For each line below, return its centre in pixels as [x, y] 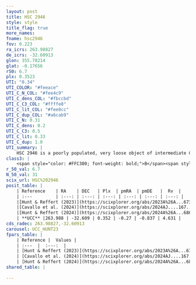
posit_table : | [24, 186]
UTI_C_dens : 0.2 [26, 126]
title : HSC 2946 [26, 17]
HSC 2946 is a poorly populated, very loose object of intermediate [101, 153]
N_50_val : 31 [22, 175]
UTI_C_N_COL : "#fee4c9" [35, 93]
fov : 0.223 [19, 44]
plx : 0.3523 [20, 77]
